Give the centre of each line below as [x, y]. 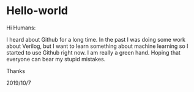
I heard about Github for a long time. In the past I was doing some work [96, 39]
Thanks [16, 71]
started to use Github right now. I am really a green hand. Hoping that [93, 52]
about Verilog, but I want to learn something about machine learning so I [97, 46]
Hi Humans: [21, 28]
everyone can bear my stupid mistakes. [56, 59]
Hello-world [37, 11]
